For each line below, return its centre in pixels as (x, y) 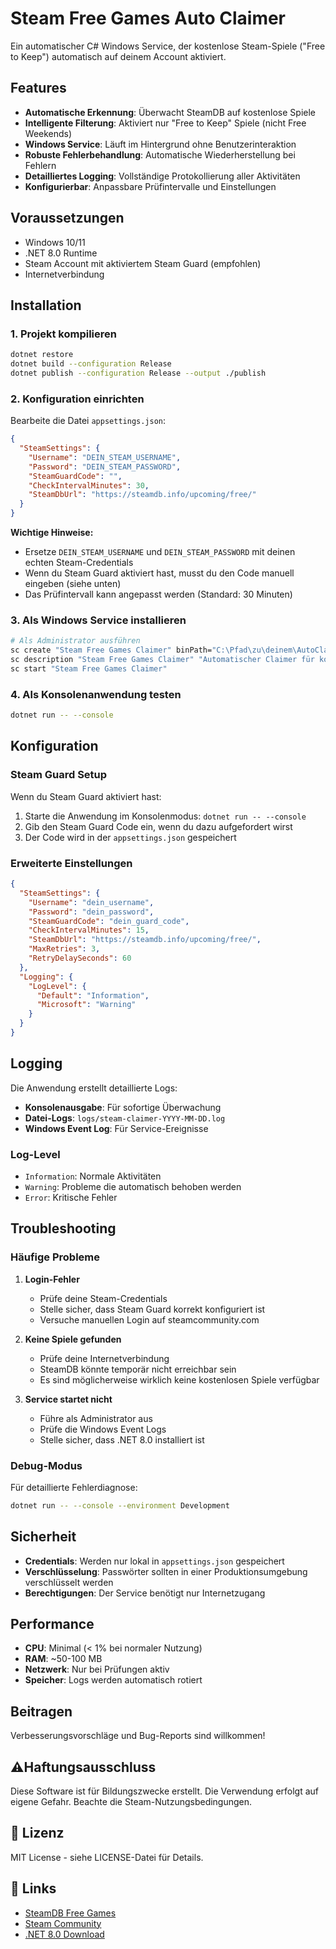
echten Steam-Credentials (79, 563)
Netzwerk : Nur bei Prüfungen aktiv (97, 1669)
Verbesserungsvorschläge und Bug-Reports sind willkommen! (138, 1736)
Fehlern (40, 165)
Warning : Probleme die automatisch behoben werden (133, 1186)
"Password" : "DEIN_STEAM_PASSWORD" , (105, 467)
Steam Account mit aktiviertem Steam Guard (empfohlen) (143, 263)
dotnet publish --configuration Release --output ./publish (138, 373)
